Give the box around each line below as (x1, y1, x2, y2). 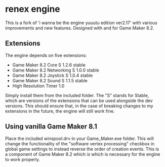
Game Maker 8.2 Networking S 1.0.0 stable (12, 67, 100, 73)
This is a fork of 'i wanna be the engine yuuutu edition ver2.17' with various (5, 20, 158, 26)
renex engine (5, 3, 60, 15)
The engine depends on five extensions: (5, 52, 87, 58)
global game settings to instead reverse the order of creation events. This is (5, 146, 159, 152)
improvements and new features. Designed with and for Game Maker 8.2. (5, 25, 155, 31)
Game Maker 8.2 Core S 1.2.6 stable (12, 62, 85, 67)
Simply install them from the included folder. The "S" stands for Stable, (5, 92, 149, 98)
